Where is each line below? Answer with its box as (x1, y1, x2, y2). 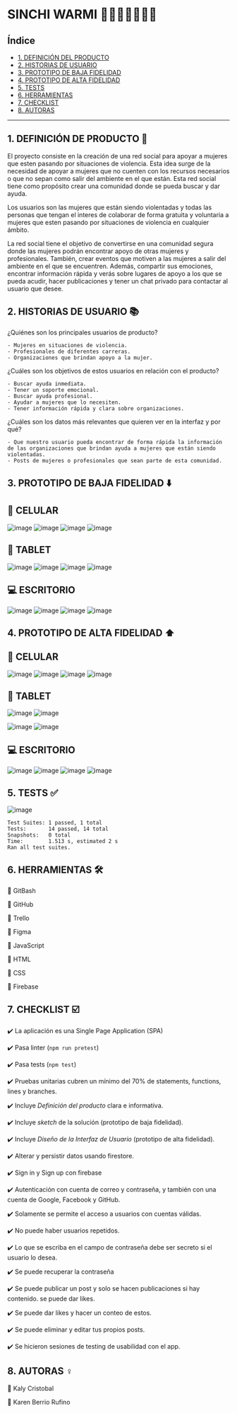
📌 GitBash (7, 886, 37, 895)
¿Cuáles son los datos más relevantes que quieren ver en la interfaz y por (7, 417, 221, 426)
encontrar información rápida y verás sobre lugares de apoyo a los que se (7, 269, 222, 278)
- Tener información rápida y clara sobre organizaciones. (7, 405, 185, 412)
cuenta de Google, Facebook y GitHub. (7, 1195, 121, 1204)
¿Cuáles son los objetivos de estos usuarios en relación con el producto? (7, 366, 219, 375)
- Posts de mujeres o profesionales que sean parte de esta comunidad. (7, 457, 222, 464)
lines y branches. (7, 1087, 58, 1095)
